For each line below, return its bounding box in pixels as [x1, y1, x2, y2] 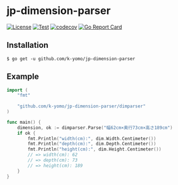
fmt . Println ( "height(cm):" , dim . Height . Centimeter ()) [28, 146, 162, 152]
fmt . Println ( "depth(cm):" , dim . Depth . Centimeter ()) [28, 141, 157, 147]
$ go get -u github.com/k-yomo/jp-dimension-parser [6, 55, 135, 62]
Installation [6, 40, 49, 50]
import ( [6, 87, 28, 93]
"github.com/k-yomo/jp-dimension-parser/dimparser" [17, 103, 146, 109]
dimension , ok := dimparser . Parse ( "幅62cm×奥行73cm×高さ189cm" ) [17, 124, 173, 131]
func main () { [6, 119, 42, 125]
